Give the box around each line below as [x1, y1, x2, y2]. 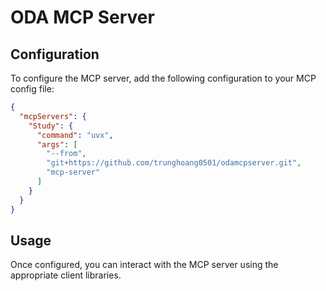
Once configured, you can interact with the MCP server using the [10, 259, 279, 271]
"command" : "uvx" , [36, 130, 114, 140]
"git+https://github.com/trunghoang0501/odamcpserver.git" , [46, 158, 302, 168]
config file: [10, 83, 55, 95]
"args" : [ [36, 139, 78, 150]
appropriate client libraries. [10, 269, 122, 281]
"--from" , [46, 149, 87, 159]
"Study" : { [28, 121, 74, 131]
